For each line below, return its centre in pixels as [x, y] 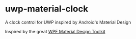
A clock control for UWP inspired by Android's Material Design [68, 22]
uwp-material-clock [47, 9]
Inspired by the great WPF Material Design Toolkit [55, 31]
